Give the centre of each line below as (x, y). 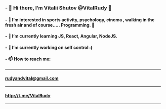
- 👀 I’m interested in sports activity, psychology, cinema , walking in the (80, 20)
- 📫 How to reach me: (28, 59)
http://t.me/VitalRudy (28, 95)
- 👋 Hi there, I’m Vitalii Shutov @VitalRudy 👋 (59, 8)
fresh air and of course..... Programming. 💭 (50, 25)
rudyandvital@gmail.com (32, 78)
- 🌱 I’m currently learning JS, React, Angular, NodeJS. (61, 36)
